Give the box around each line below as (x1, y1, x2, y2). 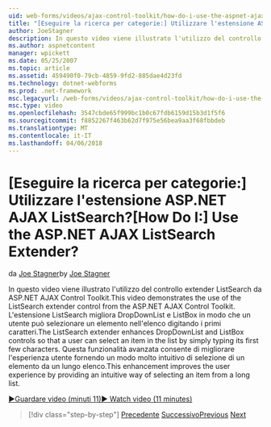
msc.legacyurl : (8, 94, 60, 102)
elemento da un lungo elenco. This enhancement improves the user (8, 362, 231, 371)
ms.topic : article (8, 64, 70, 73)
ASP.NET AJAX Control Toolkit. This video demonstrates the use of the (8, 293, 242, 303)
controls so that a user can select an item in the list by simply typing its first (8, 336, 259, 346)
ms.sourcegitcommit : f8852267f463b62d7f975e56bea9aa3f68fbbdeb (8, 117, 226, 125)
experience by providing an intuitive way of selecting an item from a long (8, 370, 250, 379)
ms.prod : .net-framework (8, 86, 92, 95)
